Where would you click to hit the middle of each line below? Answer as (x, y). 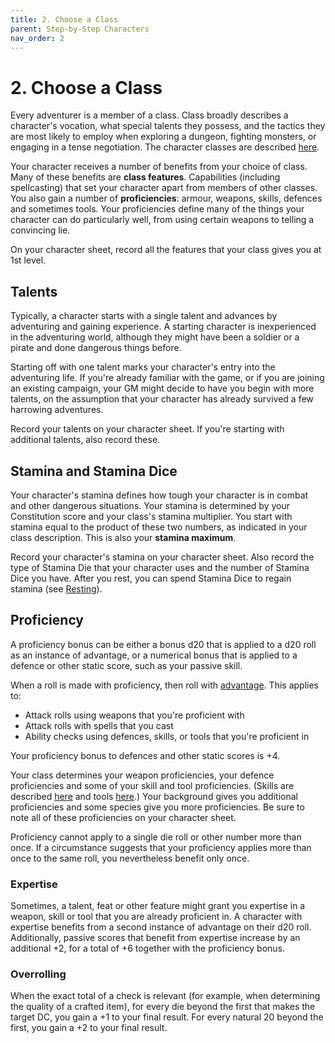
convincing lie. (40, 230)
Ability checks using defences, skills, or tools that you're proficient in (167, 736)
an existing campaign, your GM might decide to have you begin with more (162, 388)
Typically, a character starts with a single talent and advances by (144, 316)
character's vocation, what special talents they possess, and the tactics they (168, 126)
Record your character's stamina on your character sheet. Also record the (162, 557)
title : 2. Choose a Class (64, 19)
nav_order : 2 (37, 38)
